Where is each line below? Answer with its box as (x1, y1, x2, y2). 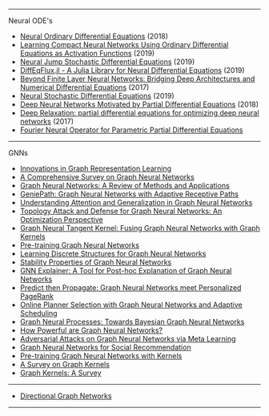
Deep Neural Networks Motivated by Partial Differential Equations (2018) (19, 99, 259, 109)
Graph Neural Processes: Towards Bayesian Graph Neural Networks (19, 317, 245, 326)
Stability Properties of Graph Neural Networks (19, 257, 172, 267)
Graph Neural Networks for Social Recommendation (19, 342, 191, 352)
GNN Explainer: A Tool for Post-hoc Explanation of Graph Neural (19, 266, 232, 275)
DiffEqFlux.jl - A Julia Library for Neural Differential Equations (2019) (19, 66, 246, 75)
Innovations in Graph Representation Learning (19, 164, 172, 173)
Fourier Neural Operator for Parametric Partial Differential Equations (19, 125, 243, 135)
